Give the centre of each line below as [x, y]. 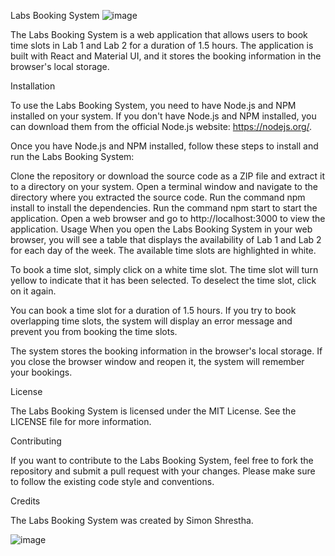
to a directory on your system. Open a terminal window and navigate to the [164, 186]
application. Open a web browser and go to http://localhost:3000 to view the [168, 218]
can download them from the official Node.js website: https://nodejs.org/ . [161, 126]
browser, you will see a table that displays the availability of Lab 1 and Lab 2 [166, 239]
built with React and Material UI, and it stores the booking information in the [166, 56]
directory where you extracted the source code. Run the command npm [158, 197]
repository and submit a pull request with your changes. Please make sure [163, 471]
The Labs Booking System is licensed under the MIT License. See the [153, 411]
